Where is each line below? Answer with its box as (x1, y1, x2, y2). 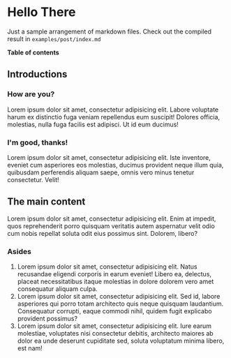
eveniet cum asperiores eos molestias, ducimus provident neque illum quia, (7, 161, 224, 169)
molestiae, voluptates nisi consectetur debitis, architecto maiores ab (17, 329, 214, 338)
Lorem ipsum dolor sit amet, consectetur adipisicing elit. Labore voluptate (7, 105, 218, 114)
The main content (7, 196, 86, 208)
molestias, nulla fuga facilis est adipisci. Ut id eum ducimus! (7, 120, 179, 128)
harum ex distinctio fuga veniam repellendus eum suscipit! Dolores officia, (7, 112, 221, 121)
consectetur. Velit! (7, 175, 59, 184)
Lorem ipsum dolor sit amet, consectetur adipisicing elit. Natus (17, 262, 198, 271)
